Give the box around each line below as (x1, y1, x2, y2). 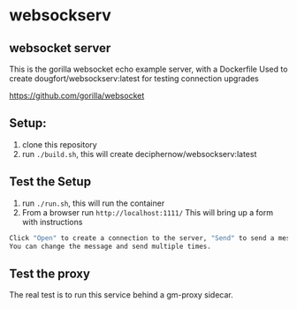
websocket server (9, 41, 111, 56)
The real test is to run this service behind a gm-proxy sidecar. (9, 290, 234, 300)
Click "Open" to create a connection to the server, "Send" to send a (9, 233, 275, 243)
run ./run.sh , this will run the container (21, 198, 165, 208)
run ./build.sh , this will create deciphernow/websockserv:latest (21, 148, 257, 159)
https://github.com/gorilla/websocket (9, 90, 145, 101)
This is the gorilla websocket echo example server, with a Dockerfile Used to (9, 64, 288, 74)
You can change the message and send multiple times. (9, 242, 212, 251)
